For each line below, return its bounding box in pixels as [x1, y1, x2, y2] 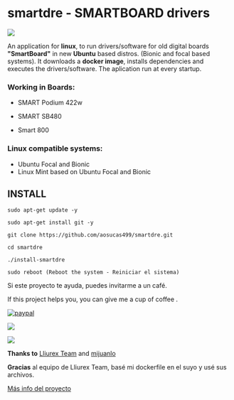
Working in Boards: [7, 82, 75, 92]
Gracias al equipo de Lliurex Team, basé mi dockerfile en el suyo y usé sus [7, 363, 227, 372]
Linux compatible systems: [7, 144, 103, 153]
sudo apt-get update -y [7, 207, 78, 214]
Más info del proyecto [7, 384, 71, 393]
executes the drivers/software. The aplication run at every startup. [7, 64, 202, 72]
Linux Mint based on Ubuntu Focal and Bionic [17, 167, 151, 175]
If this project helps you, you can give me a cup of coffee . [7, 295, 179, 303]
